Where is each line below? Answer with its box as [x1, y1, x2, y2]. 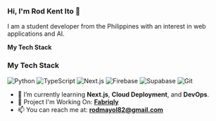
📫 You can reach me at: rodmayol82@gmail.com [17, 105, 164, 114]
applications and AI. [7, 29, 65, 38]
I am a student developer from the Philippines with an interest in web [7, 22, 206, 31]
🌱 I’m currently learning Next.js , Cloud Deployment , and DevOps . [17, 90, 210, 99]
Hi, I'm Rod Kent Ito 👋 [7, 6, 81, 16]
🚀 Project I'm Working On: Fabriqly [17, 97, 119, 106]
